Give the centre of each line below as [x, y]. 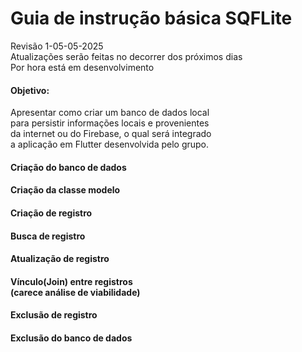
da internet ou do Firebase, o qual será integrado [111, 134]
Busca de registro [48, 236]
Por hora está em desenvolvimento [82, 67]
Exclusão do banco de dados [71, 338]
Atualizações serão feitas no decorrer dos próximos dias [126, 56]
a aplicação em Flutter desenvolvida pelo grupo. [110, 144]
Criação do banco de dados [68, 167]
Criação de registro [51, 213]
